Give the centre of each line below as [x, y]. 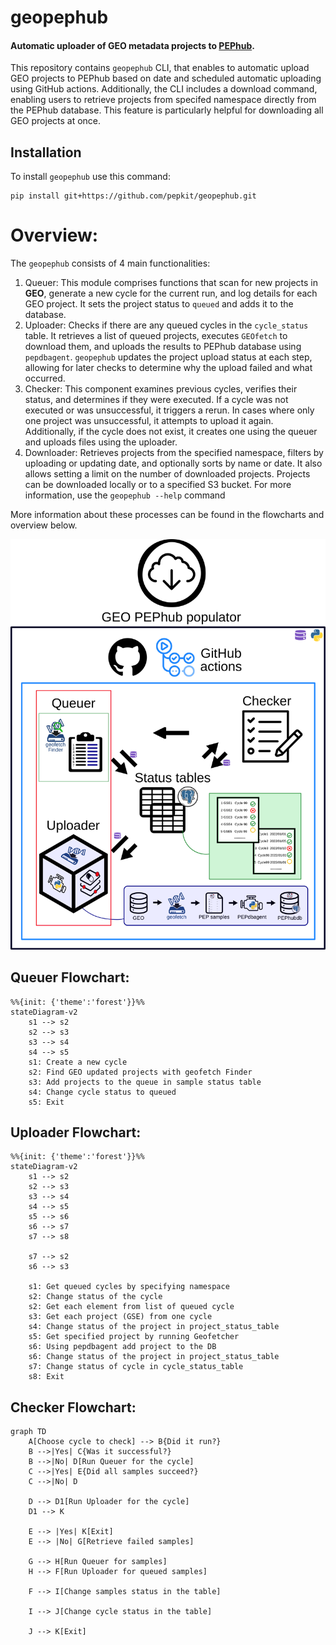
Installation [46, 152]
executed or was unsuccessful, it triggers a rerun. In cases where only [169, 410]
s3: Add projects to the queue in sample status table [145, 1082]
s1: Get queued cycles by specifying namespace [129, 1287]
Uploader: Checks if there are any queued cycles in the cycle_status [166, 325]
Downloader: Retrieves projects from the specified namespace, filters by [174, 453]
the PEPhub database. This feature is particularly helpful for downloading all [167, 110]
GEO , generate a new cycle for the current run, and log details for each [171, 293]
